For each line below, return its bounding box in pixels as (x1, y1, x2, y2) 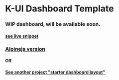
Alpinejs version (5, 45, 46, 52)
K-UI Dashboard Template (5, 3, 114, 14)
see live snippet (5, 33, 39, 39)
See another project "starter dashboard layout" (5, 69, 106, 75)
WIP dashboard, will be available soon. (5, 21, 101, 28)
